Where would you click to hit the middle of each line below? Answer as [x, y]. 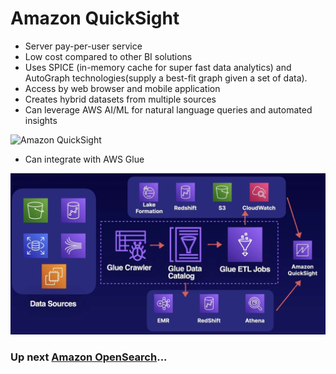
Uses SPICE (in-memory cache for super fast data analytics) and [158, 67]
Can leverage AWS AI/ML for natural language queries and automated [168, 109]
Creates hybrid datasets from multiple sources [120, 99]
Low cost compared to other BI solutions [108, 56]
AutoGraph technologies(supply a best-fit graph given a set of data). [166, 78]
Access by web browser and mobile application [122, 88]
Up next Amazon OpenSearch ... [89, 357]
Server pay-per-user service [83, 46]
